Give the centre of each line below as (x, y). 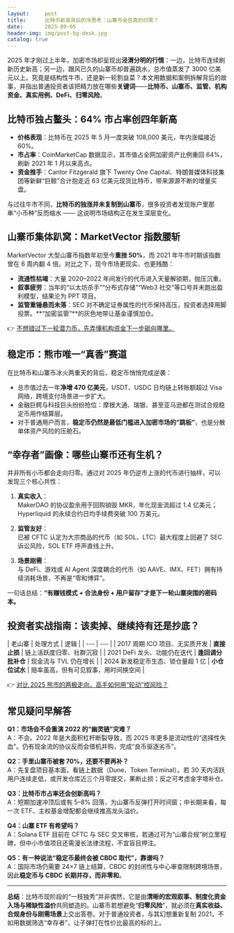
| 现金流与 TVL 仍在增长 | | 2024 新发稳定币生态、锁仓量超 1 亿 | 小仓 (125, 661)
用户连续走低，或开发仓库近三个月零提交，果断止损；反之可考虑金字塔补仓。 (117, 778)
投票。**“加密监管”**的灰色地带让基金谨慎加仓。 (87, 313)
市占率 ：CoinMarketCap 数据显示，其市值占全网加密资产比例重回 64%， (122, 155)
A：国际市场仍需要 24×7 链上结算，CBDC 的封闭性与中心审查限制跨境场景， (117, 867)
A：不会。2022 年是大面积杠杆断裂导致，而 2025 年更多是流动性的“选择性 (114, 738)
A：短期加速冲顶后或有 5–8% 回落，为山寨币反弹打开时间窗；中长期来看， (114, 802)
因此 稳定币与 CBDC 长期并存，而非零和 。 (66, 875)
